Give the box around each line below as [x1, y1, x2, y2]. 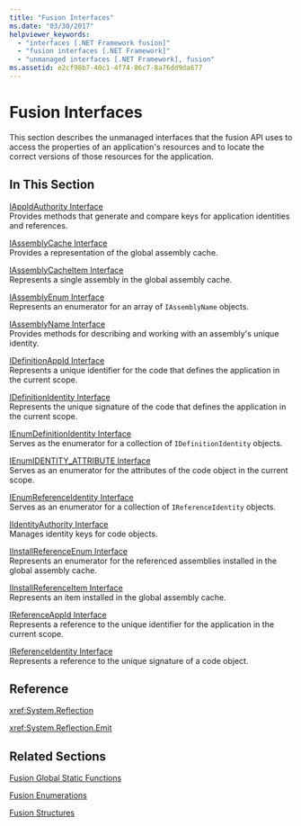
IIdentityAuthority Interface [9, 518, 110, 529]
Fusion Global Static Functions [9, 773, 122, 784]
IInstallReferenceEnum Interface [9, 545, 128, 556]
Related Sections [9, 749, 106, 764]
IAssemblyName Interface [9, 319, 106, 329]
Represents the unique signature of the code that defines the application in [9, 401, 287, 412]
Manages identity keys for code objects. [9, 528, 159, 539]
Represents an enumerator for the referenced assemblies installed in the [9, 555, 277, 566]
